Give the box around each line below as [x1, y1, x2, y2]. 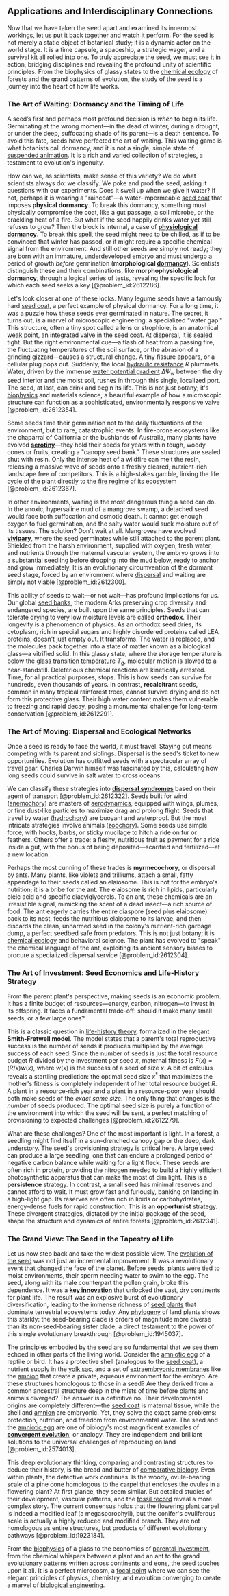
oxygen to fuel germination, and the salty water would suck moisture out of [7, 519, 219, 528]
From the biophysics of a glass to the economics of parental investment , [7, 1545, 211, 1553]
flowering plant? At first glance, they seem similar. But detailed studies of [7, 1488, 213, 1496]
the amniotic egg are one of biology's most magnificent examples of [7, 1423, 200, 1431]
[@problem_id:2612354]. [7, 405, 77, 414]
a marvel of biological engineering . [7, 1581, 105, 1589]
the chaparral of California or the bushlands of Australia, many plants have [7, 433, 217, 441]
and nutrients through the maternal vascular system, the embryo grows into [7, 548, 220, 556]
